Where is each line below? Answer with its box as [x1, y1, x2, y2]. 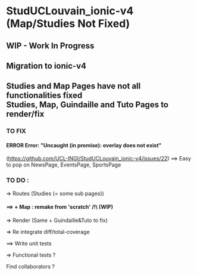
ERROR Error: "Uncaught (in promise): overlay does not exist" [6, 141, 162, 149]
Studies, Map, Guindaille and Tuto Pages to [6, 100, 168, 110]
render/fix [6, 109, 45, 119]
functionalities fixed [6, 91, 83, 101]
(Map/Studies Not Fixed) [6, 17, 130, 30]
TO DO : [6, 176, 29, 184]
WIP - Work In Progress [6, 41, 95, 51]
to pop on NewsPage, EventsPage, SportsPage [6, 161, 121, 168]
